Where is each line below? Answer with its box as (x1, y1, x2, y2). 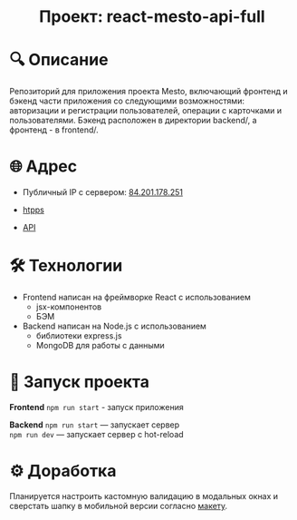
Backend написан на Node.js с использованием (22, 320, 206, 331)
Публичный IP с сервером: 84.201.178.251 (22, 187, 184, 198)
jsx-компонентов (35, 301, 102, 312)
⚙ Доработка (9, 461, 117, 482)
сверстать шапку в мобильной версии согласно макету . (9, 500, 228, 511)
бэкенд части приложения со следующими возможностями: (9, 95, 244, 106)
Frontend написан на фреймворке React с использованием (22, 292, 251, 302)
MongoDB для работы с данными (35, 340, 165, 350)
